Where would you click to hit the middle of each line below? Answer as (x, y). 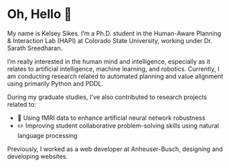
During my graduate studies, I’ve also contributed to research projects (107, 97)
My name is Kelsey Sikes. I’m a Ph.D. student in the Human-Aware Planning (114, 33)
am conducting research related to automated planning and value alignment (115, 76)
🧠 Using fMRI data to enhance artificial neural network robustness (111, 118)
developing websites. (37, 156)
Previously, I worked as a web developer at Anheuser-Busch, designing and (115, 149)
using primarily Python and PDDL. (55, 83)
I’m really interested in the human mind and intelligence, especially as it (109, 61)
